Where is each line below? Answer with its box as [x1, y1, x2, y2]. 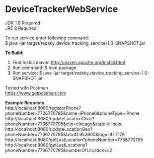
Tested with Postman [5, 84, 48, 90]
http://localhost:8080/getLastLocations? [5, 142, 88, 148]
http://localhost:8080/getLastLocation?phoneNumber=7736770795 [5, 137, 143, 143]
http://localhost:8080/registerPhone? [5, 105, 81, 111]
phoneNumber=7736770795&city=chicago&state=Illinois [5, 121, 122, 127]
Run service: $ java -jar [12, 70, 61, 76]
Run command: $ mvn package [12, 65, 77, 71]
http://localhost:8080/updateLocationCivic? [5, 115, 94, 121]
